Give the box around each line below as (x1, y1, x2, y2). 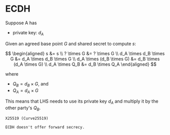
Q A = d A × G (12, 87, 39, 95)
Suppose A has (5, 20, 37, 26)
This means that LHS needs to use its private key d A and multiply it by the (5, 98, 158, 106)
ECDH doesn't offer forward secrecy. (5, 124, 85, 129)
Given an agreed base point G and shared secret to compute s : (5, 40, 137, 47)
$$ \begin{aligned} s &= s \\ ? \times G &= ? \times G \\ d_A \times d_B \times (5, 50, 165, 56)
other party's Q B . (5, 105, 41, 112)
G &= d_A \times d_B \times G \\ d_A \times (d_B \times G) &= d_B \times (10, 56, 160, 62)
